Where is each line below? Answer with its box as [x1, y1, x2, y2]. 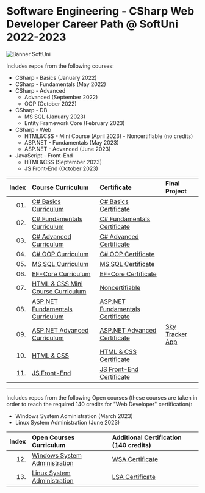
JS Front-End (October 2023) [24, 165, 99, 172]
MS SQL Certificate [99, 259, 155, 268]
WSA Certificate [112, 455, 159, 463]
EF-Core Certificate [99, 270, 157, 278]
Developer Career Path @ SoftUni [6, 17, 179, 31]
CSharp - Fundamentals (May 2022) [15, 81, 106, 88]
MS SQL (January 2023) [24, 113, 86, 120]
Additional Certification [112, 433, 182, 442]
